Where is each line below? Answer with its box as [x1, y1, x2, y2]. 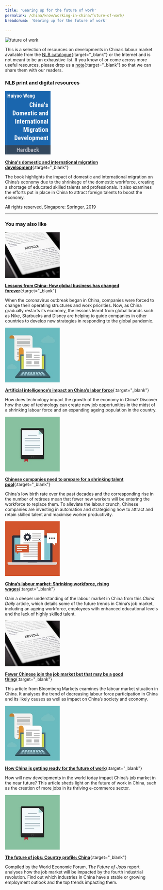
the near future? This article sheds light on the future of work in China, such [5, 780, 157, 785]
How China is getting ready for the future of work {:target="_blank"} [5, 765, 142, 771]
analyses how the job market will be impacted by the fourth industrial [5, 869, 143, 875]
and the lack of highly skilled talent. [5, 611, 76, 617]
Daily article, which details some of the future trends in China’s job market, [5, 601, 154, 606]
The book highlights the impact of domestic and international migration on [5, 174, 153, 180]
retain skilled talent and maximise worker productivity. [5, 511, 113, 517]
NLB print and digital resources [5, 79, 80, 86]
